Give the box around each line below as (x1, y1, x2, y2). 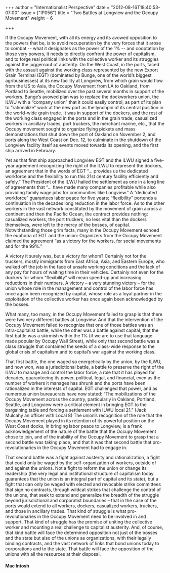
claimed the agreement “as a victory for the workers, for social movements (5, 238, 161, 244)
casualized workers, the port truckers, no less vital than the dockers (5, 216, 147, 222)
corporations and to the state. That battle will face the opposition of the (5, 546, 154, 552)
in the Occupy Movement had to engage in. (37, 445, 127, 451)
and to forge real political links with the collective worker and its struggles (5, 56, 159, 62)
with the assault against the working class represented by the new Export (5, 67, 158, 73)
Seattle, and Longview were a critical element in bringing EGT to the (5, 402, 147, 408)
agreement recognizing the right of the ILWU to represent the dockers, (15, 163, 163, 168)
